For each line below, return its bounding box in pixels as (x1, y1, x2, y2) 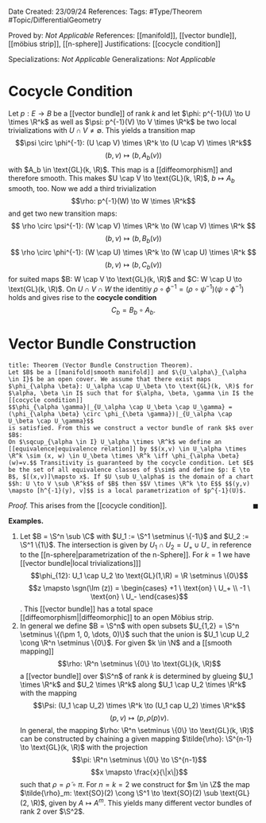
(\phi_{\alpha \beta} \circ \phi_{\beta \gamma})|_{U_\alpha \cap (8, 410, 233, 418)
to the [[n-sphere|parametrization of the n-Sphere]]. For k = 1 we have (19, 550, 251, 560)
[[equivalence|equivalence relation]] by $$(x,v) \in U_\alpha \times (8, 445, 247, 453)
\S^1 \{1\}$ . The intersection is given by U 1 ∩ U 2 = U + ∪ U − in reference (19, 540, 252, 552)
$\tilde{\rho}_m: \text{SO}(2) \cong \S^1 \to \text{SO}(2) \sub (19, 788, 218, 798)
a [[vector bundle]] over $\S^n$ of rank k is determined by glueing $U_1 (19, 672, 254, 681)
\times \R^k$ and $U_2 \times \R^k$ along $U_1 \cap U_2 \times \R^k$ (19, 680, 247, 689)
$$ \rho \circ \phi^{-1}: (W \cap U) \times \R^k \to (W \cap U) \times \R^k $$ (10, 248, 256, 257)
